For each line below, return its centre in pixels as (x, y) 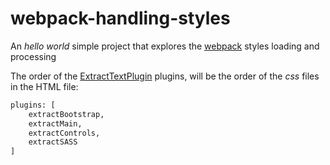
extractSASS (53, 142)
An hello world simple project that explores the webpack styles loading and (165, 46)
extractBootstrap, (66, 114)
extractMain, (55, 123)
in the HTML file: (44, 86)
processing (33, 56)
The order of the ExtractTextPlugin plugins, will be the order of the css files (165, 76)
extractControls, (64, 133)
